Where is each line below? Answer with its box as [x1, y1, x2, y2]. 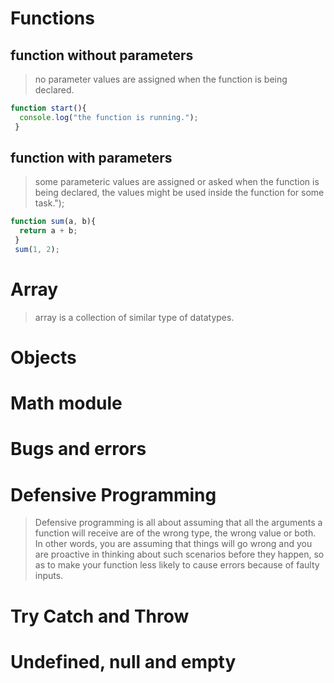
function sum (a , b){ [10, 217, 97, 227]
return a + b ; [19, 226, 78, 236]
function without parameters [10, 47, 194, 64]
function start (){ [10, 103, 87, 113]
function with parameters [10, 150, 173, 167]
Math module [10, 392, 123, 415]
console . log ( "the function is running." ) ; [19, 112, 199, 122]
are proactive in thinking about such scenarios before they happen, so [34, 548, 325, 561]
